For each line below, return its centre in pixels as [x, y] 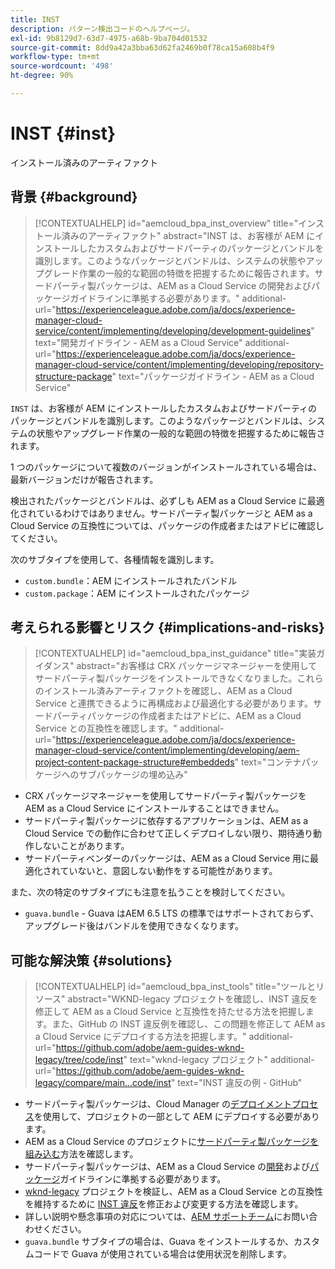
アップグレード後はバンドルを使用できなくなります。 [134, 926]
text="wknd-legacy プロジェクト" [198, 1060]
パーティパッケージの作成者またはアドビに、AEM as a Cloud [177, 716]
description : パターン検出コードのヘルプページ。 [102, 29]
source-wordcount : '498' [62, 66]
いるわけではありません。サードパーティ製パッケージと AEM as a [178, 513]
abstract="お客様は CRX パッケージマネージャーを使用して [197, 666]
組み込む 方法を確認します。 [81, 1154]
